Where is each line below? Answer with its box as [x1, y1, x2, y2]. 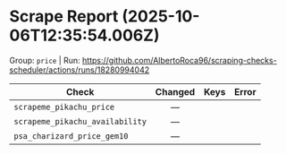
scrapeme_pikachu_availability [13, 116, 147, 126]
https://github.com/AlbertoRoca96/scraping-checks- [81, 55, 277, 65]
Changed [155, 85, 196, 98]
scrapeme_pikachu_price [13, 101, 115, 112]
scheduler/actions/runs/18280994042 [9, 64, 150, 75]
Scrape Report [9, 6, 119, 27]
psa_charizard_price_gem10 [13, 131, 129, 141]
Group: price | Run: [9, 55, 80, 65]
